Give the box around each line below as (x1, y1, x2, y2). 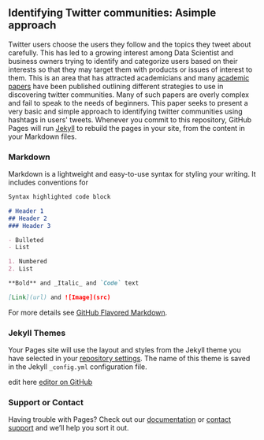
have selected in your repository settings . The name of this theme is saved (8, 354, 251, 364)
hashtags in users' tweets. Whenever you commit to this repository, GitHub (8, 114, 252, 125)
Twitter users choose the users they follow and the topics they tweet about (8, 39, 251, 49)
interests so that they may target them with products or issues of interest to (8, 65, 253, 74)
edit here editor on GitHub (8, 378, 93, 387)
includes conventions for (8, 177, 89, 188)
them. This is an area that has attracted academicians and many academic (8, 73, 250, 82)
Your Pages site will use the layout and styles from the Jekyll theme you (8, 345, 242, 355)
